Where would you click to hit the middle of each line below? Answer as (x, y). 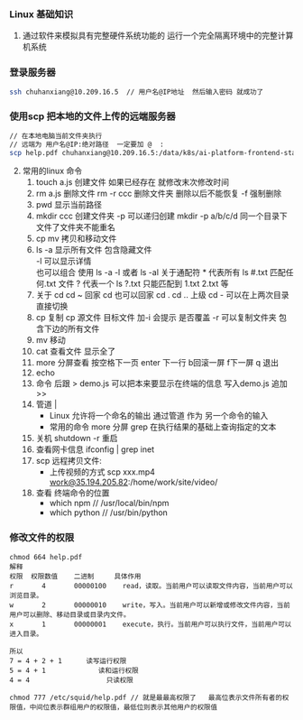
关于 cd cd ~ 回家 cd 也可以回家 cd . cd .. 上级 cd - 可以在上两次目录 (162, 295)
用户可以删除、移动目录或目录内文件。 (70, 614)
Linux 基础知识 (41, 14)
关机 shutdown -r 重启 (77, 438)
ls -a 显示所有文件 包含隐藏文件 (94, 250)
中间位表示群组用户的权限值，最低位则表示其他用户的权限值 (124, 707)
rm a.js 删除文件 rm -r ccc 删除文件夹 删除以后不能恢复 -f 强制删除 (159, 194)
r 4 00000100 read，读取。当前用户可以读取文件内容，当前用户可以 (151, 586)
